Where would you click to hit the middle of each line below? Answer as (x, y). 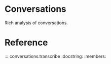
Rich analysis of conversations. (36, 23)
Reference (26, 43)
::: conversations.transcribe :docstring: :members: (55, 56)
